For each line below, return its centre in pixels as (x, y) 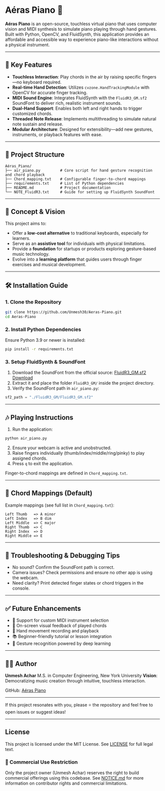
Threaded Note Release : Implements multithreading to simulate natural (84, 119)
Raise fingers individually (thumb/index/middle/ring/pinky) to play (78, 453)
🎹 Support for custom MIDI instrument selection (60, 620)
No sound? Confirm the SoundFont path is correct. (63, 567)
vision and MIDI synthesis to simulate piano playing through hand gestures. (81, 29)
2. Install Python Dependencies (43, 329)
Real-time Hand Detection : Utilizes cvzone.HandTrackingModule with (81, 87)
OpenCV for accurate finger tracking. (50, 92)
